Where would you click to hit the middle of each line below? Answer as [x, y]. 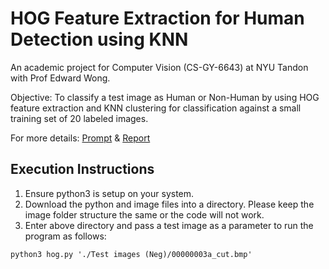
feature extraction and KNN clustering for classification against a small [156, 108]
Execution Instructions [82, 169]
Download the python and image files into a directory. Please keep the [169, 204]
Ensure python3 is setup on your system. [109, 193]
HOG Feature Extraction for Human [157, 18]
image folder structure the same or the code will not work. [144, 214]
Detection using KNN [99, 39]
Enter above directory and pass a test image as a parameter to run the [169, 225]
